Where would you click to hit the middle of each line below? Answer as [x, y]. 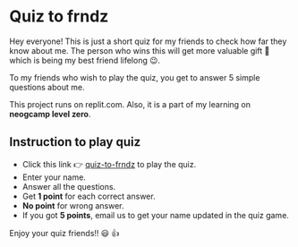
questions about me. [47, 87]
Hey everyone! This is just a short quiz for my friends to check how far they [148, 41]
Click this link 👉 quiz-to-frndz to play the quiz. [109, 164]
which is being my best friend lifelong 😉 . [85, 60]
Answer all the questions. [69, 186]
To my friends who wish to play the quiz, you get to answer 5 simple [135, 77]
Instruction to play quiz [75, 142]
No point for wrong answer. [73, 205]
